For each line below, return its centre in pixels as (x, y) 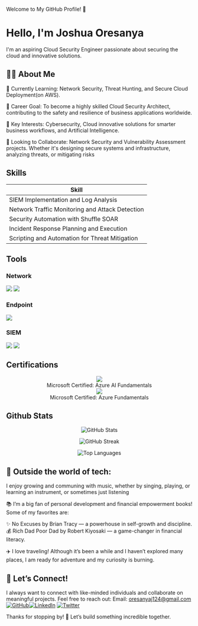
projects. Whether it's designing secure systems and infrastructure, (88, 148)
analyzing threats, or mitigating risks (50, 154)
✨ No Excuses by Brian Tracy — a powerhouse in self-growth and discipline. (99, 524)
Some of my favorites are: (38, 512)
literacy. (16, 540)
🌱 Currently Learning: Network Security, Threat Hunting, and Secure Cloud (97, 88)
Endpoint (20, 305)
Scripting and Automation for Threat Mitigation (74, 238)
